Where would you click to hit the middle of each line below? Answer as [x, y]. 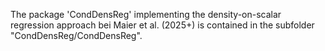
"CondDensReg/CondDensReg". [76, 35]
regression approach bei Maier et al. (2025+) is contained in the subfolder [162, 25]
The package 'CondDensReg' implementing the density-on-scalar [146, 14]
